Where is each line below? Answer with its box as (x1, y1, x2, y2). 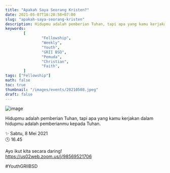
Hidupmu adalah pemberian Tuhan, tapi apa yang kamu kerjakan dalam (5, 116, 153, 122)
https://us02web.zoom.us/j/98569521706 (5, 153, 92, 159)
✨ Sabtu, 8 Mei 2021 (5, 131, 48, 137)
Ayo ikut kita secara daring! (5, 148, 62, 154)
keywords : (5, 26, 26, 31)
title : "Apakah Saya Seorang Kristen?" (5, 7, 90, 13)
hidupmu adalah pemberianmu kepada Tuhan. (5, 121, 101, 127)
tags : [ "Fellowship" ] (5, 73, 51, 78)
